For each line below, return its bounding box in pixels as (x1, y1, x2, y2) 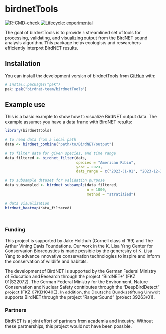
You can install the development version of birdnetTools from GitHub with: (5, 73, 156, 79)
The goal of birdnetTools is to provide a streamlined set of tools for (5, 29, 141, 35)
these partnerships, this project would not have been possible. (5, 323, 132, 329)
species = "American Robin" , (76, 160, 136, 165)
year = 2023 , (76, 165, 103, 169)
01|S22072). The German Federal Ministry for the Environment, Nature (5, 278, 148, 285)
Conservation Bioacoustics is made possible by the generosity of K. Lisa (5, 248, 152, 254)
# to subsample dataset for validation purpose (5, 178, 105, 183)
